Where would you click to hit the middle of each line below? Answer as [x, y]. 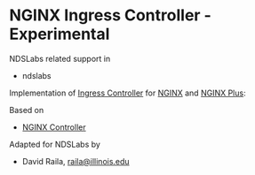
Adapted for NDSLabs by [55, 144]
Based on [27, 110]
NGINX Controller [54, 127]
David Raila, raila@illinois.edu [76, 161]
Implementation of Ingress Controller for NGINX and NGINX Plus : [127, 93]
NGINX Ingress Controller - [110, 15]
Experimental [60, 34]
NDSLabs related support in [60, 58]
